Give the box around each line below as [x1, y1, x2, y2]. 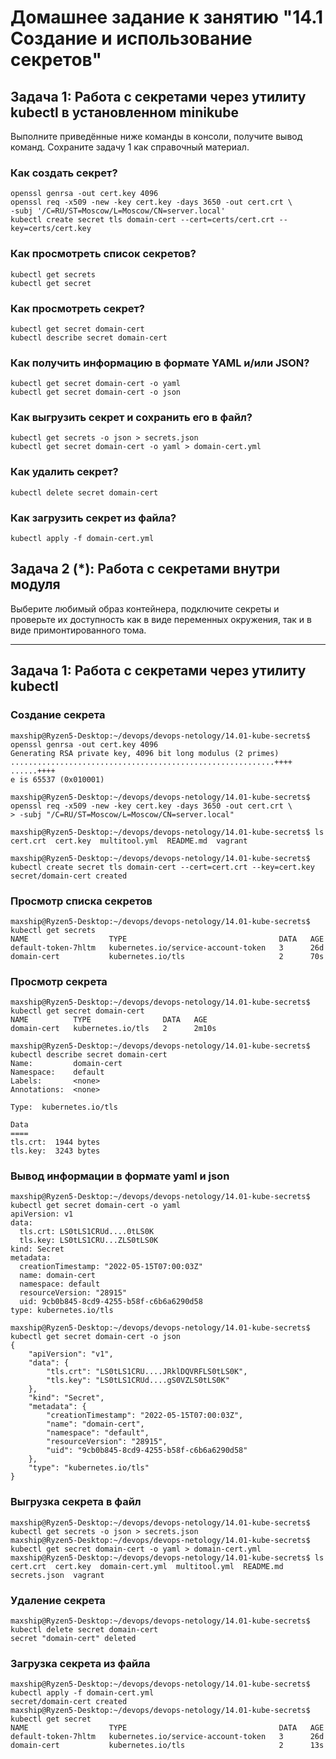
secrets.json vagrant [10, 1570, 105, 1580]
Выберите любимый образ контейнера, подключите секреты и [10, 602, 280, 615]
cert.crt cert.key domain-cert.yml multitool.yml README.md [10, 1561, 284, 1571]
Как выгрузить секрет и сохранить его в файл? [10, 411, 253, 425]
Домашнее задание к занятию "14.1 [10, 6, 324, 29]
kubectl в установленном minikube [10, 104, 239, 121]
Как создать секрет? [10, 166, 118, 180]
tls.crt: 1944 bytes [10, 1137, 101, 1148]
